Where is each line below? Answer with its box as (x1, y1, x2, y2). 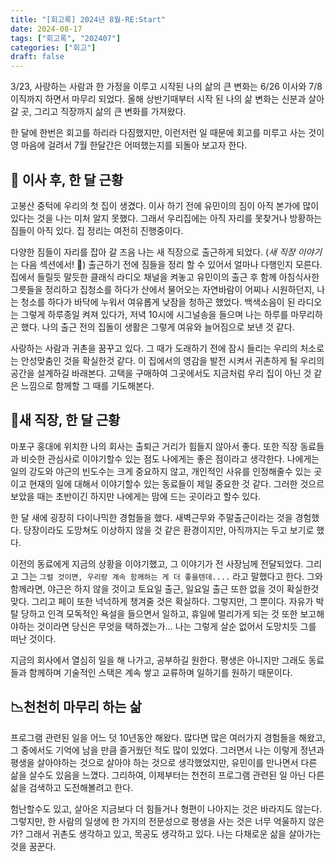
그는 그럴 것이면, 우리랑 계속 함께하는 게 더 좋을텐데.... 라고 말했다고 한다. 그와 (20, 570, 323, 582)
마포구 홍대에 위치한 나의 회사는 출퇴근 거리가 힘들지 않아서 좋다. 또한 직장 (10, 440, 298, 452)
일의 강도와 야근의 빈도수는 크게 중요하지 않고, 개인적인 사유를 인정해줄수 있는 (10, 465, 312, 477)
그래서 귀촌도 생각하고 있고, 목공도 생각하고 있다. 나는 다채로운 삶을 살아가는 (24, 827, 322, 840)
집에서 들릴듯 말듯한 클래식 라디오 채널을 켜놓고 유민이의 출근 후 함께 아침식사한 (10, 271, 320, 283)
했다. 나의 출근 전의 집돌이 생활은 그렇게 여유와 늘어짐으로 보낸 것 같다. (20, 321, 295, 333)
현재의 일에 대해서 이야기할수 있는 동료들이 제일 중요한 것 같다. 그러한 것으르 (28, 477, 325, 490)
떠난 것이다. (10, 632, 57, 645)
